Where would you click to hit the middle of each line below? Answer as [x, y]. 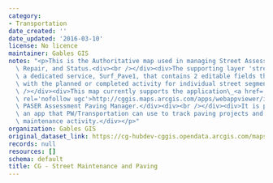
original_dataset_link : [49, 136]
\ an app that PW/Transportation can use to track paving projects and [140, 114]
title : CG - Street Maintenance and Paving [83, 167]
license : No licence [43, 46]
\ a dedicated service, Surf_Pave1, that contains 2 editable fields [136, 76]
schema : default [36, 159]
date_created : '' [38, 31]
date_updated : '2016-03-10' [56, 38]
